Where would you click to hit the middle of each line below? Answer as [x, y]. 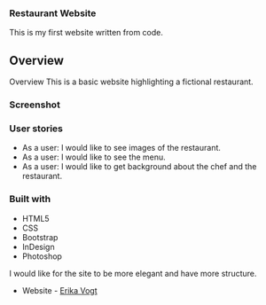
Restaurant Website [53, 13]
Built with [30, 199]
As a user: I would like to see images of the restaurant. [121, 148]
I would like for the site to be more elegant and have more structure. [133, 273]
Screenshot [35, 105]
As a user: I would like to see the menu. [94, 157]
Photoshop [42, 256]
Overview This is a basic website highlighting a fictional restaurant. [132, 82]
